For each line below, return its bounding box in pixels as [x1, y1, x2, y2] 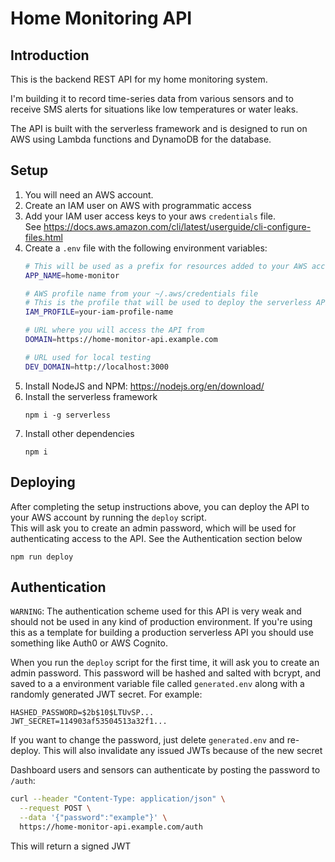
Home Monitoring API [10, 7, 193, 30]
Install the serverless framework [24, 390, 158, 402]
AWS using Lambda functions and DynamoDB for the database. [10, 133, 272, 145]
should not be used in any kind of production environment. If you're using [10, 616, 313, 628]
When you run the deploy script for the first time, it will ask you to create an [10, 657, 320, 669]
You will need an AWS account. [24, 188, 154, 201]
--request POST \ [19, 803, 92, 814]
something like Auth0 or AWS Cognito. [10, 637, 168, 649]
